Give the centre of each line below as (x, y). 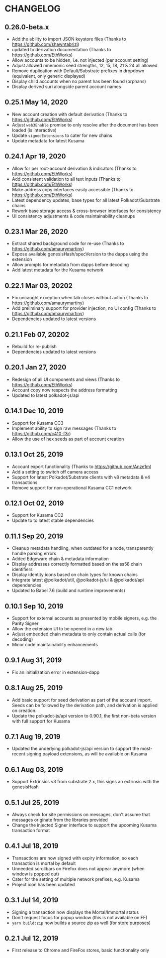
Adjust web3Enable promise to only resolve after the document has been (85, 124)
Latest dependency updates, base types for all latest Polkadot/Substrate (86, 200)
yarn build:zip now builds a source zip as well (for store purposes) (81, 923)
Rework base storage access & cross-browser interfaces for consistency (86, 211)
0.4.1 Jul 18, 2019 (32, 846)
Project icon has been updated (43, 884)
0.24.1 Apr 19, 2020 (35, 157)
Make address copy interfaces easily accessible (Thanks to (73, 189)
